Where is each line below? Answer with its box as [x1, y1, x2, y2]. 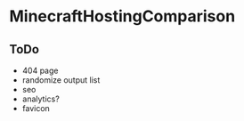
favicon [21, 103, 51, 113]
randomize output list [21, 75, 101, 85]
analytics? [21, 93, 60, 104]
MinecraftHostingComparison [9, 6, 236, 27]
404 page [21, 65, 59, 76]
